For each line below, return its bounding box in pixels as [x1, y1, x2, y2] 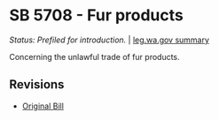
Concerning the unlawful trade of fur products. [9, 51, 180, 62]
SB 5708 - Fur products [9, 5, 184, 26]
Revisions [9, 77, 65, 93]
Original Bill [21, 101, 65, 111]
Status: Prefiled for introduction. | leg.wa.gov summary [9, 34, 210, 45]
